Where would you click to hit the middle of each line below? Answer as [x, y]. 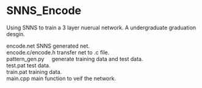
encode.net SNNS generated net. [48, 46]
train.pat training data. [34, 71]
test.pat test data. [28, 65]
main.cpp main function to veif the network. [61, 78]
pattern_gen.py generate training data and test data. [75, 59]
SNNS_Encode [44, 11]
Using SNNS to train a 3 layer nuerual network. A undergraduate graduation [101, 28]
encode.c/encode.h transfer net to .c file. [58, 52]
